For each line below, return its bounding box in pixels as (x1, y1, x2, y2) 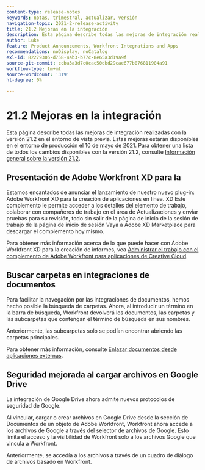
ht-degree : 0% (6, 77, 43, 83)
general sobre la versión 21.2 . (6, 155, 81, 162)
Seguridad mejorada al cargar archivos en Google (6, 370, 199, 380)
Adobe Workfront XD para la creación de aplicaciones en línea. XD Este (6, 195, 186, 202)
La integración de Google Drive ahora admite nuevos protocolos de (6, 395, 175, 403)
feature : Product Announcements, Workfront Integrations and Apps (6, 43, 179, 49)
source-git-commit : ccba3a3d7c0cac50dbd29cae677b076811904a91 (6, 60, 168, 66)
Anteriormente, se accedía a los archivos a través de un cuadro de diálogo (6, 451, 193, 458)
